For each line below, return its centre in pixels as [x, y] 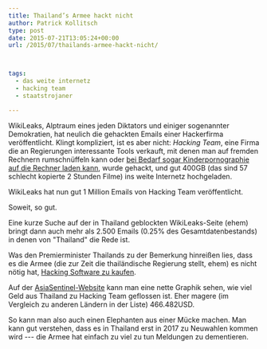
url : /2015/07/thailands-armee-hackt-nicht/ [83, 45]
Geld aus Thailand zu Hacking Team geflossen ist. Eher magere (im [118, 296]
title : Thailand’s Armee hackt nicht [71, 16]
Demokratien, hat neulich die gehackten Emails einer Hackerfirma [116, 134]
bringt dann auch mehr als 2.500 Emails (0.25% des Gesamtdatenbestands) [133, 231]
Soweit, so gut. [33, 207]
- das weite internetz [53, 81]
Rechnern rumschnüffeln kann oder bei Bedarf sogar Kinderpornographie [129, 159]
